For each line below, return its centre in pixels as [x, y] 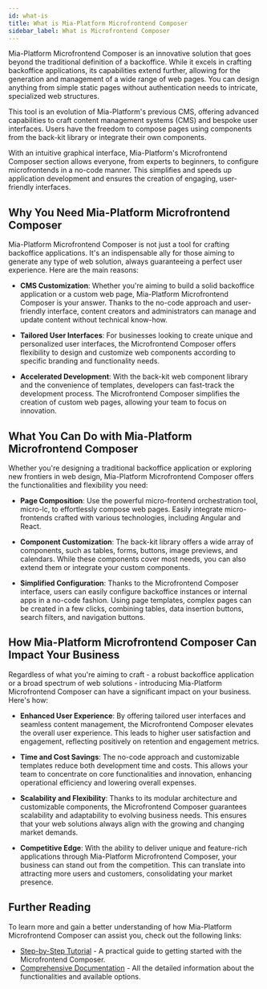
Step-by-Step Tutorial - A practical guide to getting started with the [131, 950]
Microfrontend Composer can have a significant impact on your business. [130, 691]
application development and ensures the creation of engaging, [113, 179]
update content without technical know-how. [94, 320]
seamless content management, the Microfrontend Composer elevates [137, 724]
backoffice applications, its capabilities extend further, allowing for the [124, 71]
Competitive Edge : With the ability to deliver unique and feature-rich [133, 847]
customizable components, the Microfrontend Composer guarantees [133, 806]
